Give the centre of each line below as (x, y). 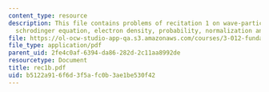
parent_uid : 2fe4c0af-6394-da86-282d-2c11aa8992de (94, 53)
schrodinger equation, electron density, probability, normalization (134, 30)
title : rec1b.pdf (37, 68)
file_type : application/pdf (55, 46)
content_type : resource (48, 16)
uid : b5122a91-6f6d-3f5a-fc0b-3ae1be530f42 (82, 75)
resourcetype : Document (48, 61)
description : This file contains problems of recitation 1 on (114, 23)
